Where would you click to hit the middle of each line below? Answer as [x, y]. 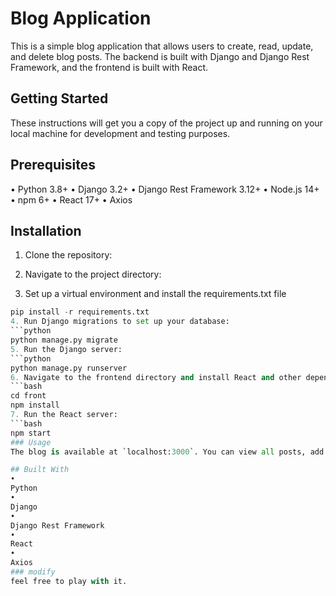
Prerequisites [53, 165]
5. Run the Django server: [66, 349]
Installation [46, 230]
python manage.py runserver [69, 368]
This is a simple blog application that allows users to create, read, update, [162, 46]
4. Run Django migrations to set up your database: [120, 322]
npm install [35, 405]
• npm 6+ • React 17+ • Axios [71, 199]
